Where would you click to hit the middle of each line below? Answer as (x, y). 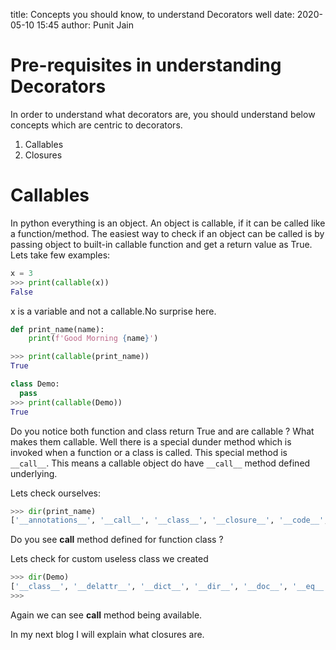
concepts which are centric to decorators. (96, 125)
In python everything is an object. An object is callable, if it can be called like (168, 223)
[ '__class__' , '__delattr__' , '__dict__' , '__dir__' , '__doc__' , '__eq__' (169, 587)
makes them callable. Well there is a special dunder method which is (151, 441)
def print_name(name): (57, 329)
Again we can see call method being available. (106, 615)
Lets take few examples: (60, 255)
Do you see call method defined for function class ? (117, 540)
